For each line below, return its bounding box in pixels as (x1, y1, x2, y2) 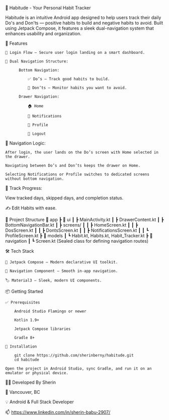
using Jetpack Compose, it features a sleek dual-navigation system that (5, 25, 154, 31)
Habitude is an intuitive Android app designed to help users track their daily (5, 15, 161, 20)
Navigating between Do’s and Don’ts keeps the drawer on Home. (5, 163, 141, 168)
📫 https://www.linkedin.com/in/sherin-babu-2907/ (5, 409, 111, 415)
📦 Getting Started (5, 289, 43, 294)
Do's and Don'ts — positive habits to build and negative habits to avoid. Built (5, 20, 163, 26)
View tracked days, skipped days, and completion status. (5, 195, 124, 201)
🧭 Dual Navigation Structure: (5, 59, 69, 64)
